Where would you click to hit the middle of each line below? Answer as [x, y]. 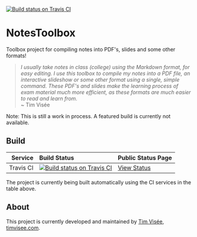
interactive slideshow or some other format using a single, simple [100, 79]
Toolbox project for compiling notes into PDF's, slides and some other [91, 49]
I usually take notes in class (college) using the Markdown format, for [105, 67]
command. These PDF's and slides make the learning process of [99, 86]
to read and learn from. [49, 98]
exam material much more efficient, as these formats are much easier [106, 92]
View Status [134, 167]
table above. [21, 189]
